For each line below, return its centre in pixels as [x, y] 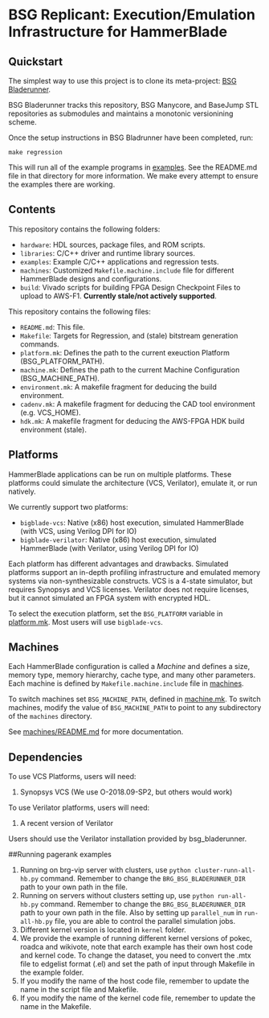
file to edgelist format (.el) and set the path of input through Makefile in [137, 964]
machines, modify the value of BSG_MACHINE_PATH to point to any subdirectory [135, 708]
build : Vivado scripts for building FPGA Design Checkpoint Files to [130, 287]
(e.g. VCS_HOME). [51, 413]
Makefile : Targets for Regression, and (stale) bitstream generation [129, 335]
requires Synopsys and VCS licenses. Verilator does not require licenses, [129, 589]
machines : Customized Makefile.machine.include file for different [127, 270]
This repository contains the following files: [79, 311]
